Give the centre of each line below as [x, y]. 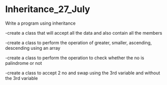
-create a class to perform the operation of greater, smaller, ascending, [78, 42]
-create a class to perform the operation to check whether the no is [75, 58]
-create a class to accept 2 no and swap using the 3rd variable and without [83, 73]
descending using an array [33, 48]
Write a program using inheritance [41, 23]
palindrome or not [24, 63]
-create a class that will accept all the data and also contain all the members [84, 33]
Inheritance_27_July [48, 9]
